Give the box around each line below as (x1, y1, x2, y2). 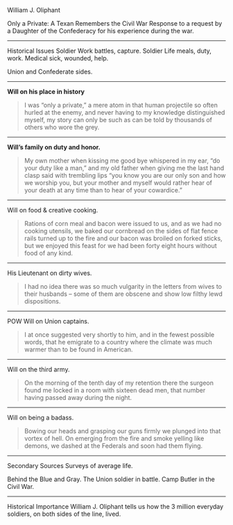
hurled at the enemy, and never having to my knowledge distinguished (24, 108, 225, 117)
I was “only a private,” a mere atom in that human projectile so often (24, 101, 218, 109)
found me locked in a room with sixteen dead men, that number (24, 386, 206, 394)
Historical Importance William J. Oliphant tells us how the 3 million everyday (7, 503, 224, 510)
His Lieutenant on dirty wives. (7, 269, 92, 277)
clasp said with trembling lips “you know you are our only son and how (24, 172, 227, 179)
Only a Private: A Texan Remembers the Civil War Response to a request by (7, 19, 223, 27)
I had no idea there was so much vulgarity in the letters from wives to (24, 283, 223, 290)
